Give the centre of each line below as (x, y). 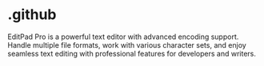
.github (32, 15)
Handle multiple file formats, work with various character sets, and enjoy (127, 45)
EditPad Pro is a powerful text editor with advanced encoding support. (123, 37)
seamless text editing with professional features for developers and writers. (132, 53)
